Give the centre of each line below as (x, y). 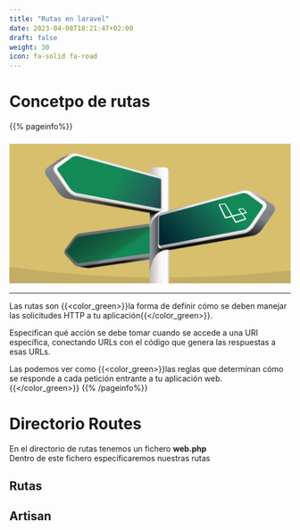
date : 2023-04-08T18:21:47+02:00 (71, 28)
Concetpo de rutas (80, 102)
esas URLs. (30, 352)
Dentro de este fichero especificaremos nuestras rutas (110, 458)
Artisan (30, 516)
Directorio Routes (75, 423)
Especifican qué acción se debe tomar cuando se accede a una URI (134, 332)
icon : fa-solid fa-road (54, 57)
